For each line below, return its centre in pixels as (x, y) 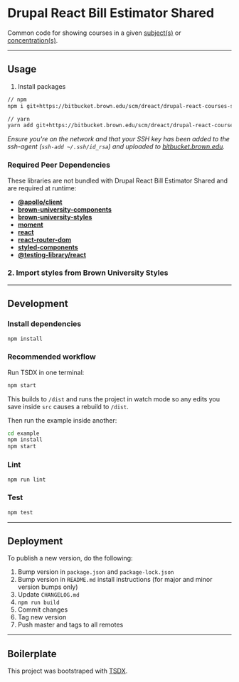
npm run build (38, 603)
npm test (20, 512)
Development (38, 304)
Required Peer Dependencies (59, 165)
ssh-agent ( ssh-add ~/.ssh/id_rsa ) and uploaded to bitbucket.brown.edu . (116, 146)
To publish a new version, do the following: (70, 558)
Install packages (42, 86)
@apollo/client (40, 202)
